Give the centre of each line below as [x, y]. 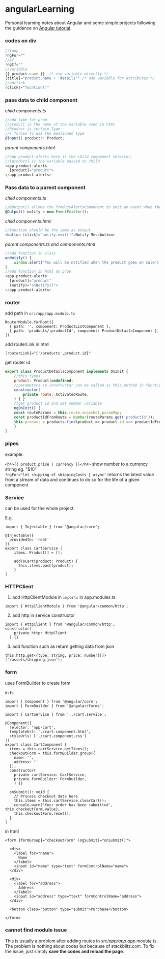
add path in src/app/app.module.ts [40, 313]
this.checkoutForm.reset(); [42, 813]
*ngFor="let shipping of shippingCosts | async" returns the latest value [80, 474]
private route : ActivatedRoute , [56, 394]
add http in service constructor [43, 615]
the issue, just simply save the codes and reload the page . [65, 951]
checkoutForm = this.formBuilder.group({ [53, 753]
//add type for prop [26, 120]
